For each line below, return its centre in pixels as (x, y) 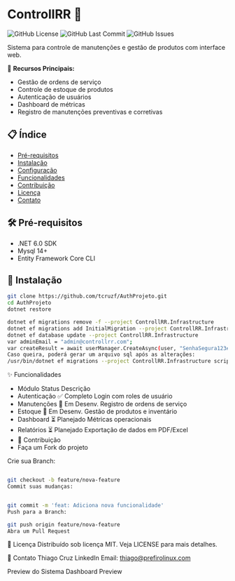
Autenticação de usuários (54, 97)
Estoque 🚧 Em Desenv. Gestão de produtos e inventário (97, 412)
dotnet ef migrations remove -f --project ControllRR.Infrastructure (111, 322)
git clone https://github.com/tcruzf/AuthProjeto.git (87, 296)
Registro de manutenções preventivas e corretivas (90, 112)
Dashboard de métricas (51, 104)
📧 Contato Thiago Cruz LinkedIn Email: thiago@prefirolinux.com (99, 558)
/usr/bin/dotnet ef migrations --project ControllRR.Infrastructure (109, 361)
